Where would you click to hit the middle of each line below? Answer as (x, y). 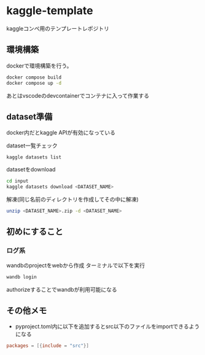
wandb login (21, 277)
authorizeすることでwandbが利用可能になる (62, 289)
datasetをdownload (31, 170)
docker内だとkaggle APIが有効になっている (61, 133)
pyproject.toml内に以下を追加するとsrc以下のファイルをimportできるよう (107, 327)
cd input (17, 181)
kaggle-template (50, 11)
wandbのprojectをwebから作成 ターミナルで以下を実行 (76, 265)
